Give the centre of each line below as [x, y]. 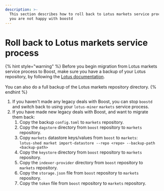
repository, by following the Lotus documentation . [55, 77]
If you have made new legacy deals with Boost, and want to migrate [80, 112]
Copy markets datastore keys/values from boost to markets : [79, 138]
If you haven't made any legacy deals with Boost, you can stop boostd [82, 102]
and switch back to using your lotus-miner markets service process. [81, 107]
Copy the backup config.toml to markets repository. [72, 122]
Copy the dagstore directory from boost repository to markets [81, 127]
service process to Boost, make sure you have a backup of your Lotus [75, 71]
